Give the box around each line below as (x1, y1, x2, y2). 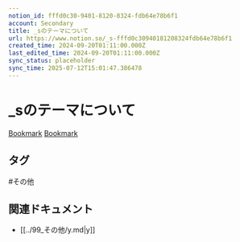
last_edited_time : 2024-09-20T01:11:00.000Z (8, 49, 160, 57)
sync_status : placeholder (8, 57, 95, 65)
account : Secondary (8, 19, 74, 27)
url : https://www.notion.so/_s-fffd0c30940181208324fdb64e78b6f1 (8, 34, 232, 43)
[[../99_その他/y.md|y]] (19, 225, 96, 235)
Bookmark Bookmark (8, 128, 78, 137)
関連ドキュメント (8, 202, 93, 215)
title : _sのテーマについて (8, 27, 89, 35)
